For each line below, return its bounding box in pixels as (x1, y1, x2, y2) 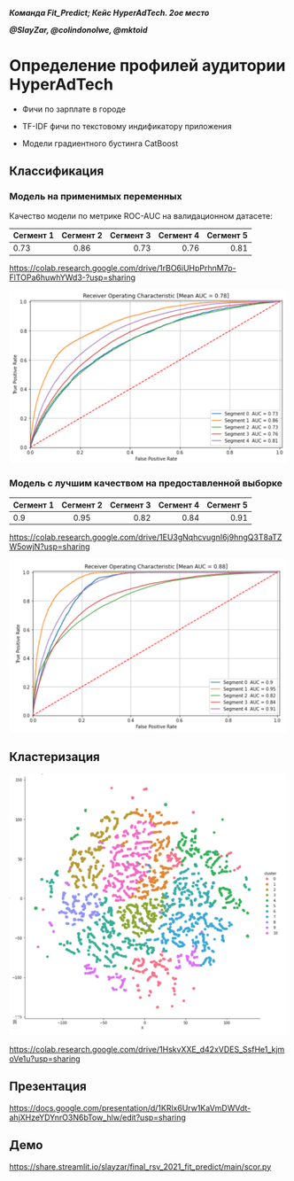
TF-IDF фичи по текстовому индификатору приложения (21, 120, 232, 131)
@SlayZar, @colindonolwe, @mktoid (9, 25, 148, 35)
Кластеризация (9, 750, 100, 765)
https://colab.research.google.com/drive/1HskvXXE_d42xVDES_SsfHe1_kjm (9, 1044, 285, 1054)
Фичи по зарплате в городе (21, 104, 127, 114)
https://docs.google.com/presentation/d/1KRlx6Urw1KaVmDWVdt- (9, 1102, 251, 1113)
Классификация (9, 164, 104, 179)
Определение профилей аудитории (9, 56, 286, 76)
